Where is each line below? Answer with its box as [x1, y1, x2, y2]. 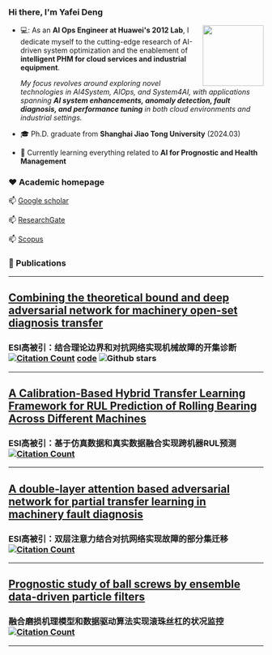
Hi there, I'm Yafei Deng [8, 6, 104, 18]
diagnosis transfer [8, 317, 104, 330]
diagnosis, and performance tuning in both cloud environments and [19, 104, 251, 114]
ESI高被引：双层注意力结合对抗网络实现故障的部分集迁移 [8, 533, 229, 544]
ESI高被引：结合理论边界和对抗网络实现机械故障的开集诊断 [8, 342, 237, 354]
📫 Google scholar [8, 195, 69, 205]
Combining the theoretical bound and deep [8, 291, 229, 305]
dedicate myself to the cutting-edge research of [19, 37, 181, 47]
